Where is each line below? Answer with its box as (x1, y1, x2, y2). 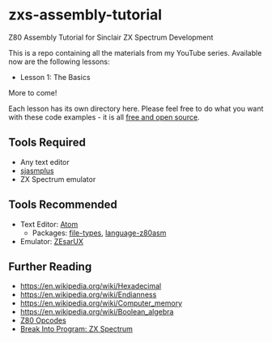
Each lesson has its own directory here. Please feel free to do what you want (8, 103, 264, 113)
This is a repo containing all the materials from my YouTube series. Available (8, 48, 262, 57)
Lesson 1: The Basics (19, 72, 91, 82)
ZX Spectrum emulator (19, 174, 96, 184)
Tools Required (8, 136, 87, 150)
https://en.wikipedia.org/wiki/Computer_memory (19, 298, 183, 308)
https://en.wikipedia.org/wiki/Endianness (19, 289, 157, 300)
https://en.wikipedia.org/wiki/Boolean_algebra (19, 307, 174, 317)
